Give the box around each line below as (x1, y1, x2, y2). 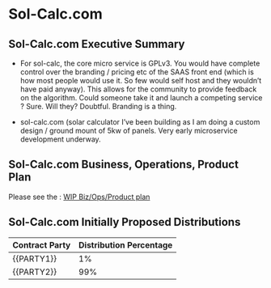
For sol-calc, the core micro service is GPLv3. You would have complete (19, 58, 260, 68)
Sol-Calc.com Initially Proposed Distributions (8, 215, 241, 229)
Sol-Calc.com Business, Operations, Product (8, 158, 239, 172)
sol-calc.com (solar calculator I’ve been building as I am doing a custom (19, 117, 260, 126)
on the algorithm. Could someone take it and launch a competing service (19, 93, 263, 102)
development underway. (19, 134, 101, 144)
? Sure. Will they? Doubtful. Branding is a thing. (19, 102, 177, 111)
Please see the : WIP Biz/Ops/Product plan (8, 192, 150, 201)
